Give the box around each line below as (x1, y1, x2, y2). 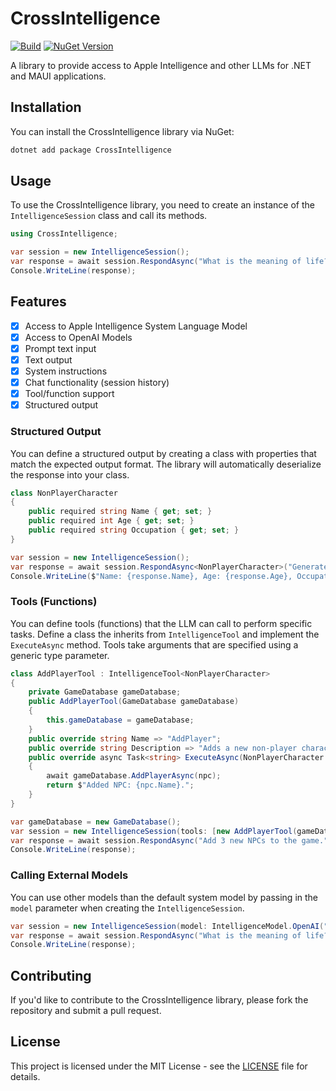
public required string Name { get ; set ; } (28, 507, 213, 517)
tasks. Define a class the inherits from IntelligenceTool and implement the (10, 628, 320, 640)
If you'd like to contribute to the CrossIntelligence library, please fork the (10, 994, 309, 1006)
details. (10, 1070, 41, 1082)
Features (10, 293, 67, 311)
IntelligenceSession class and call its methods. (10, 210, 208, 222)
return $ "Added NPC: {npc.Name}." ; (46, 780, 195, 791)
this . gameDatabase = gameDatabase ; (46, 715, 195, 726)
